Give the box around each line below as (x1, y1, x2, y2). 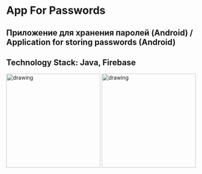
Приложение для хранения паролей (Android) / (6, 28, 194, 38)
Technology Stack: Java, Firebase (6, 57, 136, 67)
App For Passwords (6, 4, 106, 17)
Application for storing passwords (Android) (6, 37, 176, 47)
